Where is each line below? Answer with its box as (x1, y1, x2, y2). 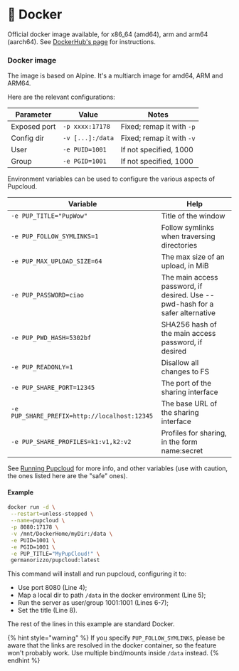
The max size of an (161, 252, 225, 262)
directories (161, 241, 198, 250)
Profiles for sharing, (161, 428, 228, 438)
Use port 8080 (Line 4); (17, 583, 87, 592)
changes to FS (161, 366, 210, 376)
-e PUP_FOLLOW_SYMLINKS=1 (11, 233, 99, 241)
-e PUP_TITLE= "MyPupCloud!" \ (10, 550, 100, 557)
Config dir (11, 133, 45, 143)
